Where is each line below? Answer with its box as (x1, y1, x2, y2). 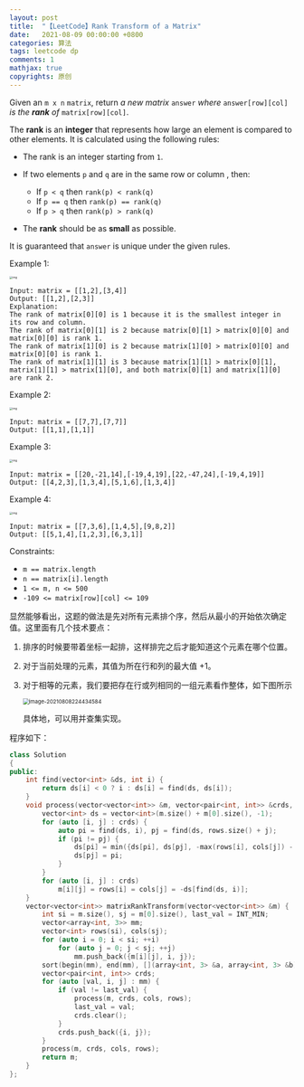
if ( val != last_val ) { (57, 986, 147, 995)
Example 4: (9, 494, 52, 505)
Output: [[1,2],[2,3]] (9, 295, 95, 304)
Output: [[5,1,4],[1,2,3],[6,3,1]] (9, 530, 144, 539)
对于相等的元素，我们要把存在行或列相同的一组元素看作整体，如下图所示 (22, 679, 292, 690)
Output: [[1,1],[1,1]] (9, 426, 95, 435)
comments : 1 (9, 55, 54, 64)
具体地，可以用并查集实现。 (22, 713, 127, 723)
